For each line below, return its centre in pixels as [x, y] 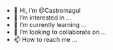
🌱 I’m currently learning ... [50, 25]
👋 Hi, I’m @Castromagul [47, 10]
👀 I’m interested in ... [42, 18]
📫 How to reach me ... [45, 40]
